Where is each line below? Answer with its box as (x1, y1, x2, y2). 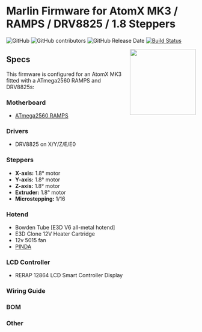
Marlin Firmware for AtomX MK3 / (6, 4, 179, 18)
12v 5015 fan (14, 236, 47, 243)
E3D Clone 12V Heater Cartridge (14, 230, 95, 237)
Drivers (6, 127, 29, 135)
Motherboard (6, 98, 46, 107)
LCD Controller (6, 258, 50, 266)
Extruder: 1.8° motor (14, 189, 66, 196)
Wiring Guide (6, 287, 46, 295)
